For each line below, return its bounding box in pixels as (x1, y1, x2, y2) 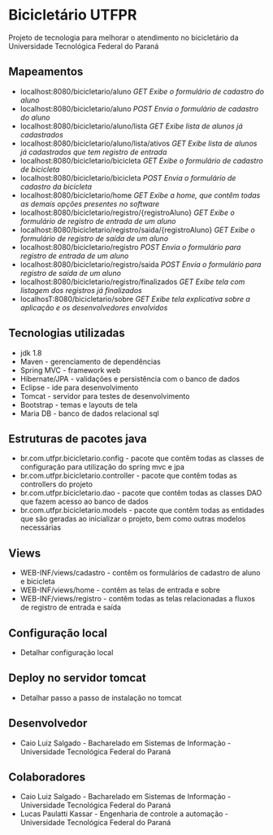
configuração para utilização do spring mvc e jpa (19, 462, 185, 472)
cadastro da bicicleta (19, 181, 92, 191)
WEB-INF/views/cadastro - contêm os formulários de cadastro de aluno (19, 568, 261, 578)
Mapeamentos (8, 65, 84, 79)
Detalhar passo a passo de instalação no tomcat (19, 693, 182, 702)
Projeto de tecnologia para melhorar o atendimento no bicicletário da (8, 33, 239, 42)
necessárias (19, 522, 62, 532)
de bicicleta (19, 164, 60, 174)
